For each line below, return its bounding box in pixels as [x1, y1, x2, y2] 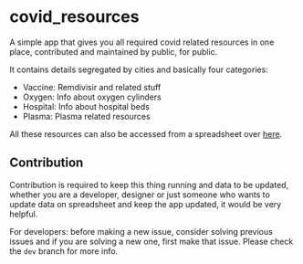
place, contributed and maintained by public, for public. [9, 46, 218, 57]
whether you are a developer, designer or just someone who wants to [9, 189, 271, 200]
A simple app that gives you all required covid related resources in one [9, 37, 275, 48]
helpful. [9, 208, 38, 219]
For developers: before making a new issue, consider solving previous [9, 226, 274, 237]
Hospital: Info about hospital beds [22, 100, 151, 111]
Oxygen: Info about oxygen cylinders [22, 91, 162, 102]
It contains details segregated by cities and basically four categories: [9, 64, 269, 75]
